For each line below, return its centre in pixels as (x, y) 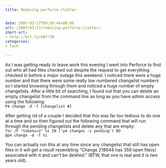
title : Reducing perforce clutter (41, 10)
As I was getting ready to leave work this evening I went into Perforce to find (83, 65)
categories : (17, 42)
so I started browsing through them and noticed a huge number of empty (80, 85)
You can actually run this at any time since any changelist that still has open (82, 144)
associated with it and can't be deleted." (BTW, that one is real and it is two (81, 155)
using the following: (25, 101)
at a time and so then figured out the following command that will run (76, 121)
